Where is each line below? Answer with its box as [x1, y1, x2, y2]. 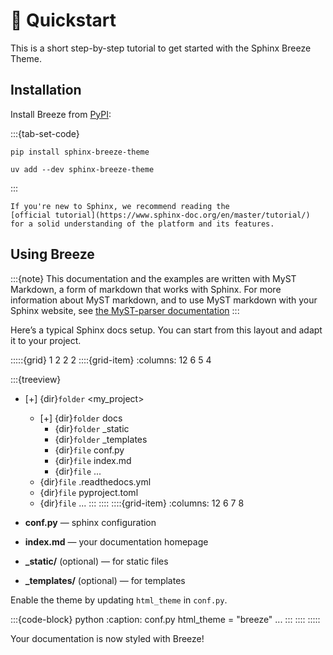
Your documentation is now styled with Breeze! [10, 632, 205, 644]
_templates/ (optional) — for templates [24, 574, 186, 586]
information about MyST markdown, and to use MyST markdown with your [10, 294, 318, 306]
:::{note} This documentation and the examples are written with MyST [10, 272, 297, 284]
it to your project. [10, 334, 82, 346]
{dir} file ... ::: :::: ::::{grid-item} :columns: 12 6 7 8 [39, 497, 245, 509]
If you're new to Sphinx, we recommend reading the [10, 201, 230, 211]
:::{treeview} [10, 373, 62, 385]
